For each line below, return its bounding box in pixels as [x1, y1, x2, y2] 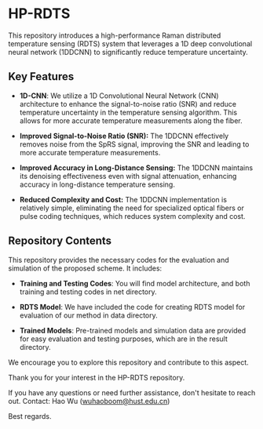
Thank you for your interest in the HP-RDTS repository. [8, 373, 185, 382]
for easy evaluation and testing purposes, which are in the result [19, 334, 228, 344]
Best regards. [8, 411, 52, 420]
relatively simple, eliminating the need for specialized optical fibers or [19, 203, 245, 213]
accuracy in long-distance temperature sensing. [19, 180, 175, 189]
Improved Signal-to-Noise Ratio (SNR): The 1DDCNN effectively [19, 131, 229, 140]
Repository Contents [8, 234, 112, 248]
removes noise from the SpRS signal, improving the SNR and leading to [19, 139, 250, 149]
